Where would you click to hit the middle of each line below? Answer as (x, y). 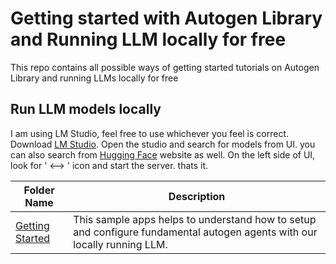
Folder (39, 190)
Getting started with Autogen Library (166, 18)
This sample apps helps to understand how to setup (195, 219)
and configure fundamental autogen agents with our (195, 232)
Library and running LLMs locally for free (94, 78)
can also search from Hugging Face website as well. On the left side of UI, (163, 154)
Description (197, 196)
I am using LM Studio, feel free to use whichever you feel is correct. (150, 133)
